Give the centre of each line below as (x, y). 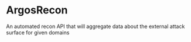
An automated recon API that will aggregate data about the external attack (95, 26)
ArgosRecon (37, 10)
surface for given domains (38, 32)
